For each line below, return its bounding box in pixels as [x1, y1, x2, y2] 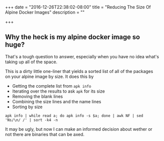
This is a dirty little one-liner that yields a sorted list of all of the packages [5, 68, 153, 74]
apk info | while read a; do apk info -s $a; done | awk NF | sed [5, 113, 143, 118]
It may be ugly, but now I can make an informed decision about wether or [5, 126, 153, 132]
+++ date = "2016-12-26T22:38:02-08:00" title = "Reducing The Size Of [5, 4, 151, 10]
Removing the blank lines [12, 93, 63, 99]
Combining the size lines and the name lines [12, 98, 101, 104]
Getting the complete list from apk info [12, 83, 92, 89]
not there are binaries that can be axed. [5, 131, 85, 137]
